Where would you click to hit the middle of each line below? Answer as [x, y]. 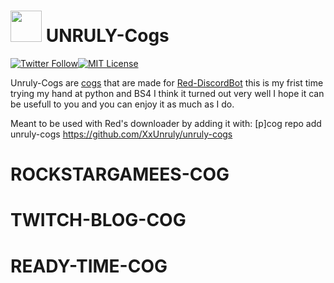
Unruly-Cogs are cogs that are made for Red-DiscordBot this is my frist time [167, 82]
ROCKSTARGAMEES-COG [120, 174]
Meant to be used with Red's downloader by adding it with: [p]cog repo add [166, 123]
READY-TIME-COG [89, 266]
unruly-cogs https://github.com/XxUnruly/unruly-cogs [121, 134]
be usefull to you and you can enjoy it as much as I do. [122, 104]
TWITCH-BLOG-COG [98, 220]
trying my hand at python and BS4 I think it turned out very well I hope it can [167, 93]
